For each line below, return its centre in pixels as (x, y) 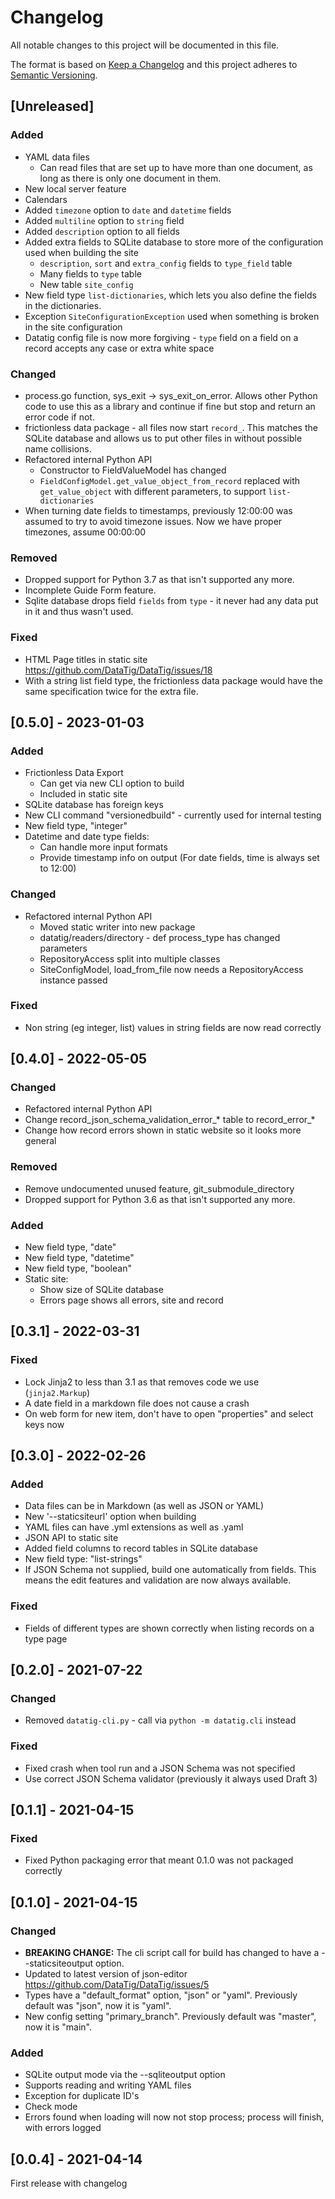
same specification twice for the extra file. (111, 691)
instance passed (73, 980)
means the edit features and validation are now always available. (158, 1580)
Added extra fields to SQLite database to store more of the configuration (174, 242)
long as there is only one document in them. (130, 178)
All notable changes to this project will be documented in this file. (145, 45)
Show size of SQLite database (101, 1290)
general (40, 1141)
